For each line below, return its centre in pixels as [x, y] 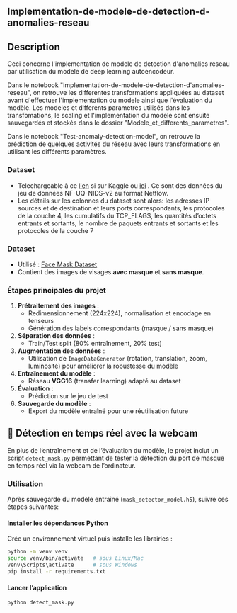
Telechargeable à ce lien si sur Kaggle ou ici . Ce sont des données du [120, 185]
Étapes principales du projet [57, 290]
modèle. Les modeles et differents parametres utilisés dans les [99, 108]
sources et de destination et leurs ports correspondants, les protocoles [121, 208]
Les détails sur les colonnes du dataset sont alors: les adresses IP [114, 201]
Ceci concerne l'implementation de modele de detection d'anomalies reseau [118, 64]
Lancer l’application [37, 587]
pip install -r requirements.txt [57, 572]
